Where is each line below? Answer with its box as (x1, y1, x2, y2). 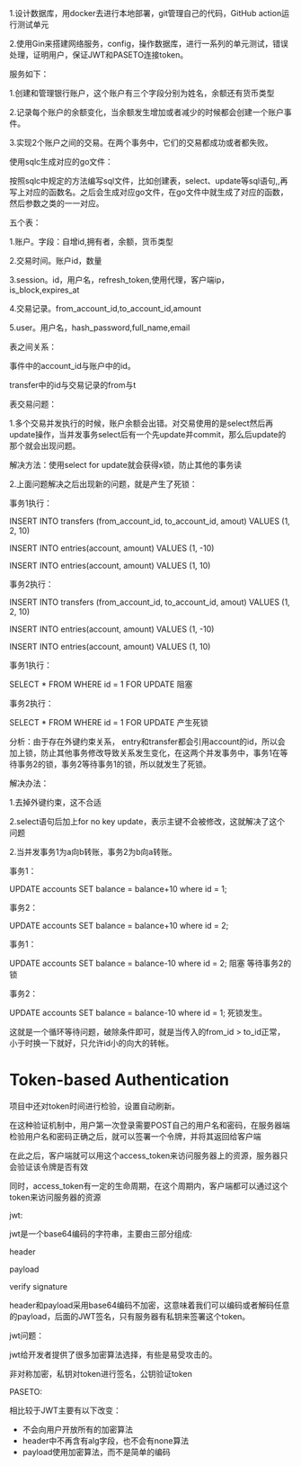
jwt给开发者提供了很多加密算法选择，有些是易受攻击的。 (9, 1349, 217, 1360)
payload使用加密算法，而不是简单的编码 (22, 1446, 171, 1457)
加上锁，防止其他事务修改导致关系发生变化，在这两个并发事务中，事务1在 (9, 748, 280, 758)
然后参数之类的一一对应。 (9, 198, 104, 209)
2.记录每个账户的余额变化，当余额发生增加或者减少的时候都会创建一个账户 (9, 107, 285, 117)
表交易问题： (9, 399, 57, 409)
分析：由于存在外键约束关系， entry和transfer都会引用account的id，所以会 (9, 736, 286, 747)
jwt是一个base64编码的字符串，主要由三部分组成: (9, 1228, 193, 1239)
